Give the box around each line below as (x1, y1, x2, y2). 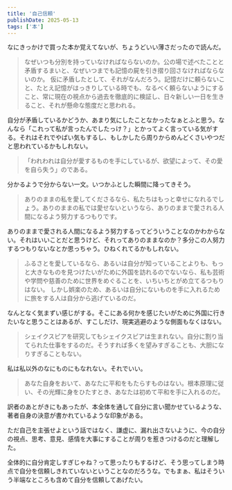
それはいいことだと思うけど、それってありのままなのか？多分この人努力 (19, 236, 225, 244)
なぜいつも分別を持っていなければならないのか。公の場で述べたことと (24, 58, 224, 66)
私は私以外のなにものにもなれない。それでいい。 (7, 364, 147, 373)
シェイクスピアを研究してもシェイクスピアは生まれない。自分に (24, 332, 206, 341)
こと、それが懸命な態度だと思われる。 (30, 101, 140, 110)
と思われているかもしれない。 (7, 142, 92, 150)
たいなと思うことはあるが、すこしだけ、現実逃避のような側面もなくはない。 (7, 318, 226, 326)
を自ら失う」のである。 (24, 165, 91, 174)
